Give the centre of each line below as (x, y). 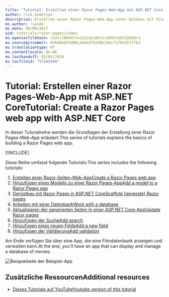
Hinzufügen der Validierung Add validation (56, 231)
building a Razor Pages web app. (39, 143)
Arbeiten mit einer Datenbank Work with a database (65, 204)
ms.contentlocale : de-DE (31, 52)
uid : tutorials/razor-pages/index (41, 33)
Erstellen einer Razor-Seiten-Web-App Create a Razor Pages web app (84, 178)
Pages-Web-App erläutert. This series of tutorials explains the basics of (79, 138)
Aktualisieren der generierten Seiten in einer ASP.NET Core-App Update (87, 210)
